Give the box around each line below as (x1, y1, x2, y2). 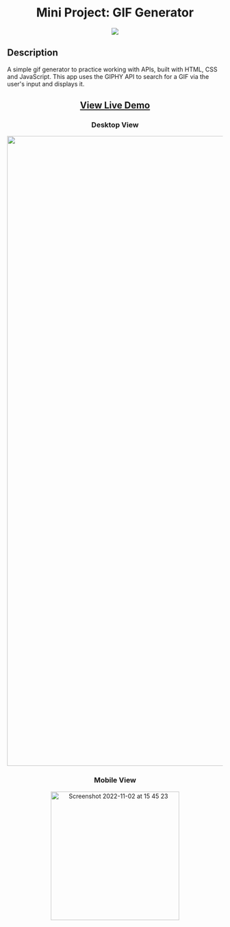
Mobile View (93, 775, 137, 785)
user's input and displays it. (7, 80, 85, 88)
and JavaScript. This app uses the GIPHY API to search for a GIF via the (7, 72, 209, 80)
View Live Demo (79, 99, 151, 111)
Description (7, 47, 58, 59)
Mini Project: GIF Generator (36, 5, 194, 21)
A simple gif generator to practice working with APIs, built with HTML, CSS (7, 65, 218, 73)
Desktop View (91, 120, 139, 130)
